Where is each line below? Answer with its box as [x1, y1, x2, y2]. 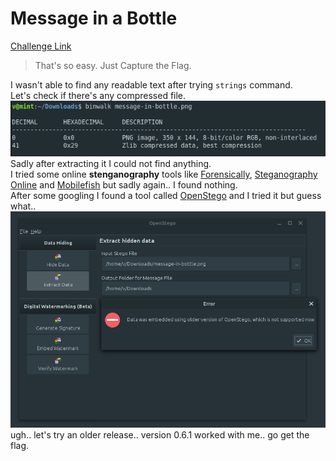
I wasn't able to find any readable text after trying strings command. [10, 78, 293, 91]
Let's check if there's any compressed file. [10, 89, 187, 101]
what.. [10, 200, 37, 212]
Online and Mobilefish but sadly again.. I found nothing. [10, 178, 238, 191]
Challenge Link [10, 40, 72, 52]
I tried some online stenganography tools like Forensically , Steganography [10, 168, 318, 180]
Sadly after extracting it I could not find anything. [10, 157, 212, 169]
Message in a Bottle [10, 7, 178, 30]
